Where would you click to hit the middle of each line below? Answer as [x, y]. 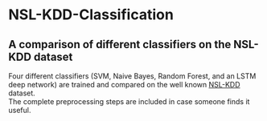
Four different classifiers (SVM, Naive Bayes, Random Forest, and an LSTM [132, 76]
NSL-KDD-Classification [91, 15]
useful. [20, 110]
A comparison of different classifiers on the [120, 44]
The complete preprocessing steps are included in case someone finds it [129, 101]
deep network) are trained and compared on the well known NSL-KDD [124, 85]
